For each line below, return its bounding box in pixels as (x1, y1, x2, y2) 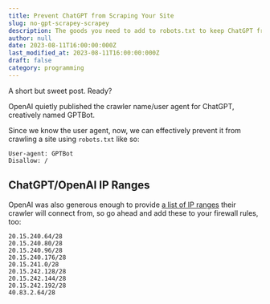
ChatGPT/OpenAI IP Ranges (8, 178, 150, 193)
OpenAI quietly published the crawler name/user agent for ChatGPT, (8, 101, 235, 111)
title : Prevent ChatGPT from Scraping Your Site (8, 11, 174, 20)
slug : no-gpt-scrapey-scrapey (8, 19, 110, 27)
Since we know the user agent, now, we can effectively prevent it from (8, 125, 241, 135)
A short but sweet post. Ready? (8, 86, 112, 95)
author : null (8, 34, 52, 43)
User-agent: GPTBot (8, 149, 74, 157)
